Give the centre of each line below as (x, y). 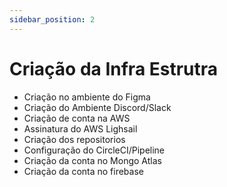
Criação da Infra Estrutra (114, 68)
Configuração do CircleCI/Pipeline (94, 150)
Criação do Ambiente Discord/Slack (97, 107)
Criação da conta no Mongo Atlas (92, 160)
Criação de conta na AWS (77, 118)
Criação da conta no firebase (83, 171)
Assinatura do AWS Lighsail (80, 128)
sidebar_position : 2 (52, 19)
